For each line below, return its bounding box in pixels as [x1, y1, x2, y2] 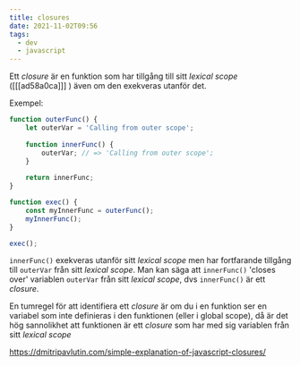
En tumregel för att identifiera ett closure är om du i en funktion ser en [9, 301, 267, 311]
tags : [9, 30, 30, 38]
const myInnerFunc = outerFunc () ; [25, 206, 154, 215]
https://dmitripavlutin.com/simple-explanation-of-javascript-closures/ [9, 346, 267, 358]
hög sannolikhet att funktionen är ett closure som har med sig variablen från [9, 319, 289, 331]
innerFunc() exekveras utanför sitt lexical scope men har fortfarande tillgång [9, 255, 292, 266]
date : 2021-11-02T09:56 [9, 21, 99, 30]
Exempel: [9, 98, 44, 108]
